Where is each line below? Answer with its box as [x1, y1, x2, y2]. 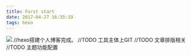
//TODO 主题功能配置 [6, 44, 58, 51]
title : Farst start [6, 8, 55, 15]
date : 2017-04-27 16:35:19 [6, 14, 73, 20]
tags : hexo [6, 19, 33, 25]
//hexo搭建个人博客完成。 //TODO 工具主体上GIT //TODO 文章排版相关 [13, 37, 186, 44]
